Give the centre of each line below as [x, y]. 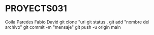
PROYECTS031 [36, 9]
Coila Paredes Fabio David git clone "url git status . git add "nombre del [77, 22]
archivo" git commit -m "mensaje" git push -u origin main [63, 27]
